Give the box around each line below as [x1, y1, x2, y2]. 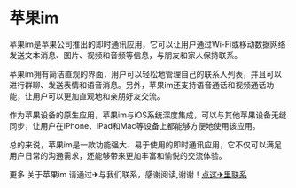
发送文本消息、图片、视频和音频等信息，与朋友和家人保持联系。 [9, 49, 242, 60]
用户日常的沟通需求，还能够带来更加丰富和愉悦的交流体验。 [9, 150, 227, 161]
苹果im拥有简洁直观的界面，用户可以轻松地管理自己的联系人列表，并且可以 [9, 68, 282, 79]
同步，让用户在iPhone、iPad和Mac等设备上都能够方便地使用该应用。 [9, 120, 261, 131]
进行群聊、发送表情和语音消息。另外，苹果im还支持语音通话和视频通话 [9, 79, 267, 90]
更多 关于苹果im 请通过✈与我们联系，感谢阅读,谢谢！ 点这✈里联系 [9, 169, 248, 179]
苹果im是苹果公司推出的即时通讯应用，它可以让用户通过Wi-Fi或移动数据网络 [9, 39, 286, 49]
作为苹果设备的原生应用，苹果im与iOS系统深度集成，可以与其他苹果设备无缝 [9, 109, 287, 120]
